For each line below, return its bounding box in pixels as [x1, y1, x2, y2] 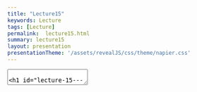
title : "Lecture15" [7, 10, 65, 18]
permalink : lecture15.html [7, 29, 90, 37]
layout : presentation [7, 43, 71, 50]
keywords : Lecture [7, 17, 61, 24]
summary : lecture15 [7, 37, 65, 44]
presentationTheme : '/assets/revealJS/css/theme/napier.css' [7, 50, 191, 57]
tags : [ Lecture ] [7, 23, 55, 30]
